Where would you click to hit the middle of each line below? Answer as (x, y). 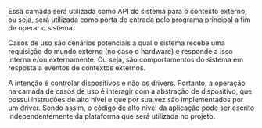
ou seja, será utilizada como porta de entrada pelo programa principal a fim (129, 20)
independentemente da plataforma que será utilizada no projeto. (112, 116)
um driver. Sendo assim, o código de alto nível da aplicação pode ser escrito (131, 108)
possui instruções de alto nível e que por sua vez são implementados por (126, 100)
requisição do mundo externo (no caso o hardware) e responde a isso (120, 51)
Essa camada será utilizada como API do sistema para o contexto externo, (128, 11)
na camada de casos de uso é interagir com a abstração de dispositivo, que (130, 91)
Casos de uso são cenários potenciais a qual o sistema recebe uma (117, 43)
